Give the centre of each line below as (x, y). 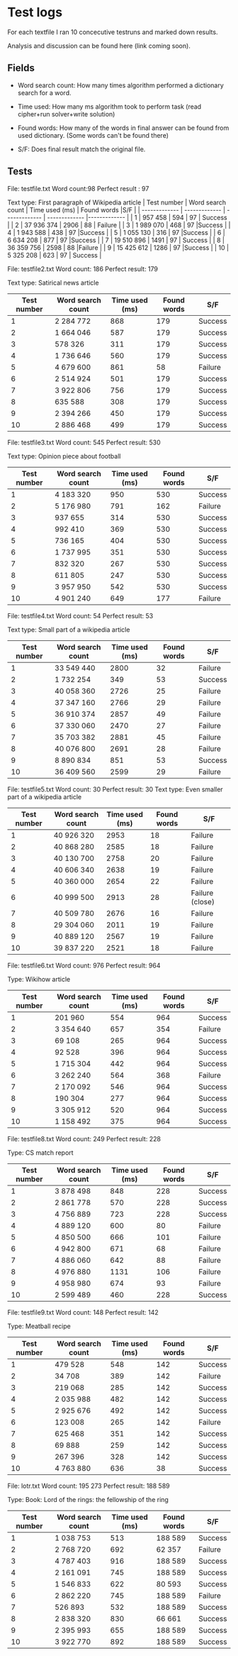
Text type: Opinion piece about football (64, 456)
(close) (203, 901)
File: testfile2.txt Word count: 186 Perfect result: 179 (83, 269)
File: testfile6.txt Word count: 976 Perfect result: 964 (84, 965)
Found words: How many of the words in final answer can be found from (123, 128)
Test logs (35, 12)
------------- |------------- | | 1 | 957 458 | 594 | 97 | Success (137, 217)
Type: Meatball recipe (39, 1326)
